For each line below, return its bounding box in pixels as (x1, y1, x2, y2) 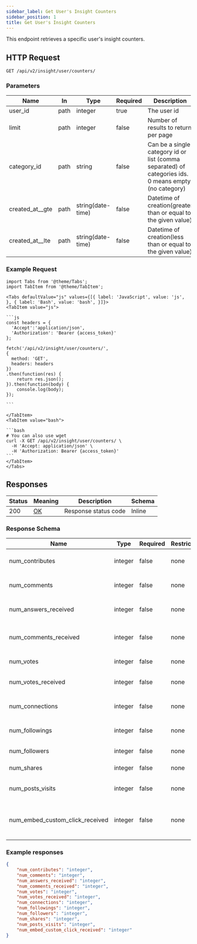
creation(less (147, 233, 184, 241)
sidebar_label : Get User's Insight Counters (6, 8, 117, 15)
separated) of (147, 163, 186, 171)
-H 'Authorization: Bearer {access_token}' (11, 448, 119, 454)
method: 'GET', (11, 356, 49, 362)
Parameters (6, 82, 40, 90)
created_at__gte (9, 205, 53, 213)
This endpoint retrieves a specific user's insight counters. (6, 36, 145, 43)
